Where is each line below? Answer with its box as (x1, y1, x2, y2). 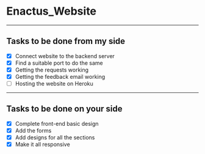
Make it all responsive (15, 141, 70, 148)
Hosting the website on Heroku (15, 80, 93, 87)
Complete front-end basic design (15, 120, 99, 127)
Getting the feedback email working (15, 73, 106, 80)
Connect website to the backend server (15, 52, 115, 59)
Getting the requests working (15, 66, 89, 73)
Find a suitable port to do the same (15, 59, 103, 67)
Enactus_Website (6, 4, 96, 18)
